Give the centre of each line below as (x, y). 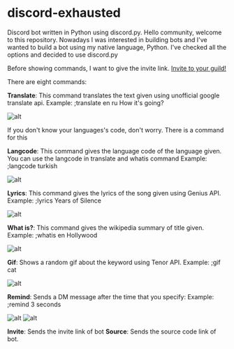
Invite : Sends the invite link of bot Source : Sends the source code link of (112, 331)
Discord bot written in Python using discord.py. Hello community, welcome (115, 32)
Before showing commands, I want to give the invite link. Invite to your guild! (117, 68)
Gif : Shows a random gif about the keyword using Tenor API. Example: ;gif (114, 262)
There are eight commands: (47, 81)
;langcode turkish (32, 165)
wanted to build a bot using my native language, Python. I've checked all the (117, 47)
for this (17, 137)
